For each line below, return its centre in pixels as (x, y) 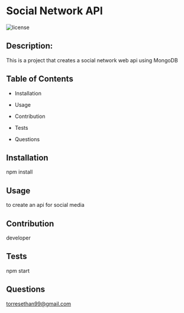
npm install (20, 172)
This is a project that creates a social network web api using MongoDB (92, 60)
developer (19, 238)
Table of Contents (40, 79)
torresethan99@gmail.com (39, 304)
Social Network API (55, 11)
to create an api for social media (45, 205)
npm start (18, 270)
